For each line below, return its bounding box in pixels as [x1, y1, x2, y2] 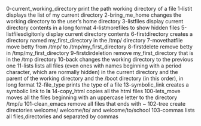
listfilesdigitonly [6, 30, 45, 38]
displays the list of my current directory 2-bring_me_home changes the [6, 11, 182, 19]
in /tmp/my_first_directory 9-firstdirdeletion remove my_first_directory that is [6, 50, 194, 56]
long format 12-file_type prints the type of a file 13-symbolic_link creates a [6, 81, 190, 88]
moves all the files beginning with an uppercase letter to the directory [6, 94, 178, 101]
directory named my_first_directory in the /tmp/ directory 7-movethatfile [6, 37, 183, 44]
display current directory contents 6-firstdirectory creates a [45, 30, 193, 38]
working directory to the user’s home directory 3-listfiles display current [6, 18, 184, 24]
